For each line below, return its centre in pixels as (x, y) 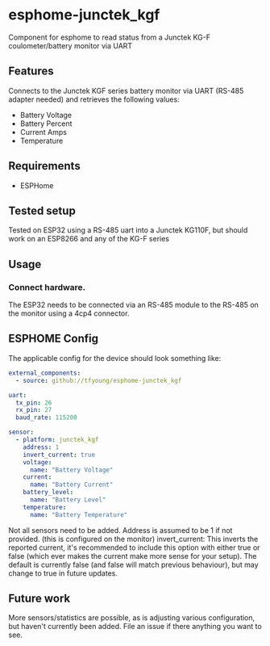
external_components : (45, 373)
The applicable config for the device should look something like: (115, 358)
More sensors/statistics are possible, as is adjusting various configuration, (132, 618)
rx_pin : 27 (34, 410)
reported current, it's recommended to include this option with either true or (134, 547)
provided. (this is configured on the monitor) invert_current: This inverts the (133, 539)
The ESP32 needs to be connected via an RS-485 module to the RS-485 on (134, 305)
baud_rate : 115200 (47, 417)
